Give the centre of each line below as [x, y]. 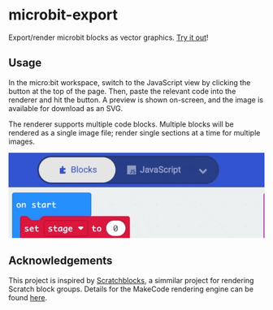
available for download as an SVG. [66, 108]
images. [22, 141]
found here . [28, 297]
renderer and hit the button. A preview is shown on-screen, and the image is [136, 100]
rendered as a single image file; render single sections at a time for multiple [134, 132]
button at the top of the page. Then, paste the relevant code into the [122, 91]
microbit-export [63, 15]
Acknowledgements [61, 261]
